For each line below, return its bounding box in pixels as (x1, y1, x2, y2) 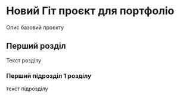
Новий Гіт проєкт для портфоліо (6, 4, 175, 18)
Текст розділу (6, 56, 42, 64)
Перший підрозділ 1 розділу (6, 71, 92, 80)
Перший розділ (6, 41, 66, 51)
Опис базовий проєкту (6, 24, 64, 31)
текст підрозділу (6, 85, 48, 93)
